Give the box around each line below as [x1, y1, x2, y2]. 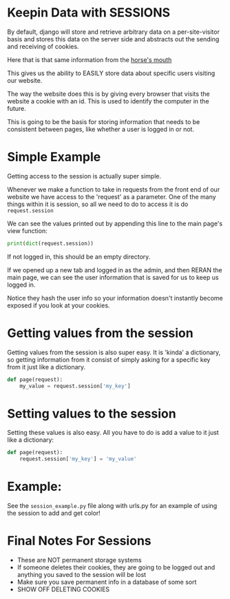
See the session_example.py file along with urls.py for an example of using [7, 502, 218, 510]
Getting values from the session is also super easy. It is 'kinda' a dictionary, [7, 348, 221, 356]
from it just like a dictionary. [7, 363, 86, 371]
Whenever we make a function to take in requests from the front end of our [7, 185, 220, 194]
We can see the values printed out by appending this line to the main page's [7, 219, 222, 227]
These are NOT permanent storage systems [17, 556, 143, 564]
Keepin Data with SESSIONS [7, 5, 171, 21]
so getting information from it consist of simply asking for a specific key [7, 355, 211, 363]
